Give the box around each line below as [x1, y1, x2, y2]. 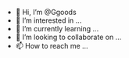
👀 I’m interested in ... [15, 16, 82, 25]
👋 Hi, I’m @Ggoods [15, 8, 77, 16]
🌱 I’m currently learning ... [15, 24, 99, 33]
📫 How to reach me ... [15, 42, 88, 50]
